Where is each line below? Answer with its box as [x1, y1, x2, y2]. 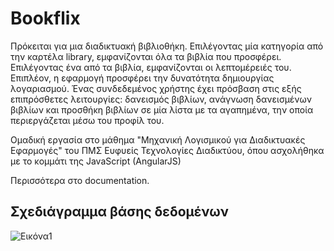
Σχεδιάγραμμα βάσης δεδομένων [10, 203, 229, 221]
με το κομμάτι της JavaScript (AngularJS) [10, 155, 182, 167]
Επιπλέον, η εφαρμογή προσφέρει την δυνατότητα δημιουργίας [10, 72, 275, 84]
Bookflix [10, 7, 81, 30]
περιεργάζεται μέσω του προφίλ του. [10, 114, 165, 126]
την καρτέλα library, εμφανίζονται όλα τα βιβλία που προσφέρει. [10, 50, 282, 62]
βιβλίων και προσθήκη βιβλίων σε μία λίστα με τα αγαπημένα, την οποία [10, 103, 314, 116]
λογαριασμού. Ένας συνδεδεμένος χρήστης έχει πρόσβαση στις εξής [10, 82, 302, 94]
